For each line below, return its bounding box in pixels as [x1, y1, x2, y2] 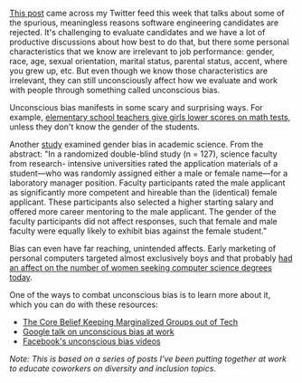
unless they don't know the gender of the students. [9, 121, 201, 132]
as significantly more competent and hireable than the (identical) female [9, 187, 278, 197]
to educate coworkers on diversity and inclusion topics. [9, 363, 217, 374]
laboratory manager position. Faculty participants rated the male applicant [9, 177, 286, 188]
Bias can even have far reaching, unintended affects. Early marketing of [9, 244, 277, 254]
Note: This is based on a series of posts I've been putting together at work [9, 353, 288, 364]
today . [9, 272, 33, 282]
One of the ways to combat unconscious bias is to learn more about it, [9, 290, 271, 300]
